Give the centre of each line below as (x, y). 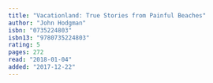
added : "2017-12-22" (42, 67)
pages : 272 (26, 52)
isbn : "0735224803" (40, 30)
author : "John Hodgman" (47, 23)
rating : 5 (24, 45)
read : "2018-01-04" (40, 60)
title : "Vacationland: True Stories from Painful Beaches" (107, 15)
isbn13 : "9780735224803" (49, 38)
